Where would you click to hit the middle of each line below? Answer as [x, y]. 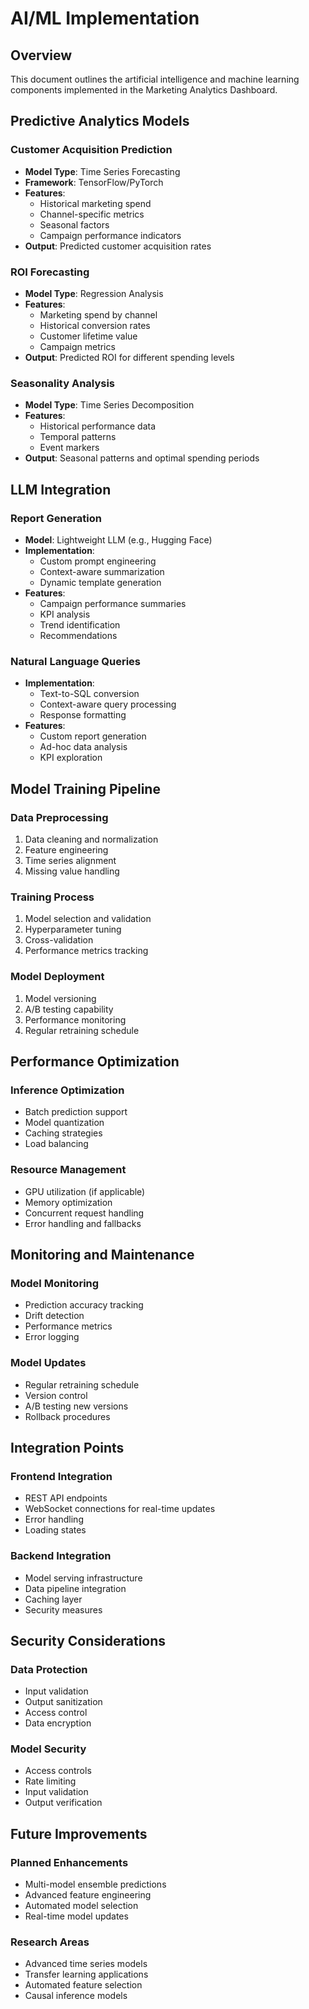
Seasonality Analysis [63, 383]
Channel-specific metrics [92, 214]
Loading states [55, 1530]
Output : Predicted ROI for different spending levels [129, 357]
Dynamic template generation [100, 582]
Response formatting [83, 715]
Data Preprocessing [59, 817]
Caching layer [53, 1599]
